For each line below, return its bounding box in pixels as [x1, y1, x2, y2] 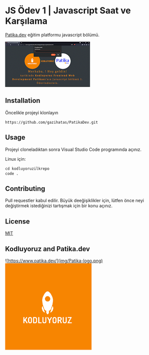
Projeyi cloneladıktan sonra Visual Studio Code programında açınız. [5, 146, 142, 152]
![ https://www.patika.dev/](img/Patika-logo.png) [5, 258, 103, 264]
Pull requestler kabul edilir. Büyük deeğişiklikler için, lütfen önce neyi [5, 198, 144, 204]
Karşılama [5, 15, 48, 27]
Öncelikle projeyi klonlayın [5, 109, 58, 116]
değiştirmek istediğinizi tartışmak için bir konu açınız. [5, 203, 112, 209]
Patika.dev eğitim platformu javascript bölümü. [5, 32, 100, 38]
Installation [5, 96, 40, 105]
